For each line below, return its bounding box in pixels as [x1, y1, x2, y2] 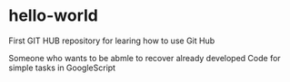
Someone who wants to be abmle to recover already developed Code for [8, 52, 281, 63]
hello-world [8, 5, 99, 26]
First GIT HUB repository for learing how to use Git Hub [8, 35, 215, 46]
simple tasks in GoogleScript [8, 62, 115, 73]
